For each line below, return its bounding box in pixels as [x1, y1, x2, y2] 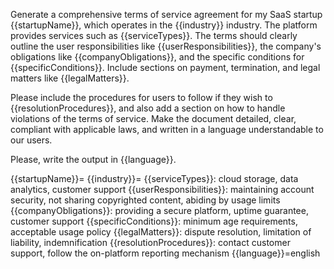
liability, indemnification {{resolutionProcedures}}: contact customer [10, 237, 291, 248]
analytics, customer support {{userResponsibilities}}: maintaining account [10, 184, 315, 195]
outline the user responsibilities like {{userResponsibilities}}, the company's [10, 40, 322, 52]
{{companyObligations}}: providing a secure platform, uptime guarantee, [10, 205, 309, 216]
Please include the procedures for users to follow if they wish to [10, 92, 273, 103]
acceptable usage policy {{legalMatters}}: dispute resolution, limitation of [10, 226, 312, 238]
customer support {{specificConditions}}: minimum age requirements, [10, 215, 298, 227]
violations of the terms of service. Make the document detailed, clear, [10, 113, 297, 124]
